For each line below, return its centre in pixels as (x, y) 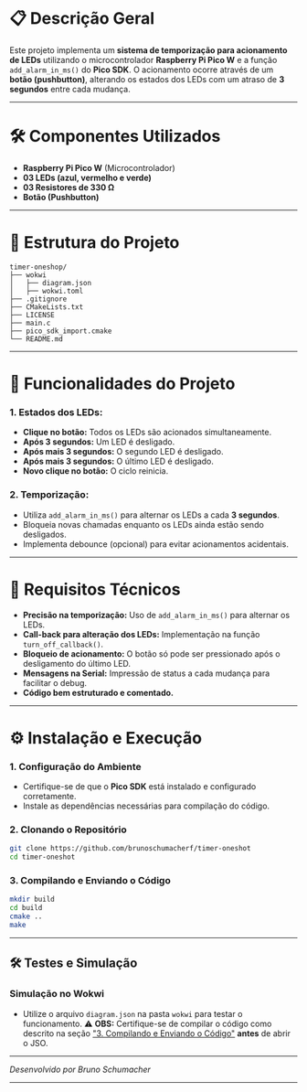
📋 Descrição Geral (82, 19)
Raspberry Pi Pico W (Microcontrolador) (99, 167)
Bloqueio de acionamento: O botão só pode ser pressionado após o (151, 653)
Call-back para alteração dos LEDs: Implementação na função (141, 634)
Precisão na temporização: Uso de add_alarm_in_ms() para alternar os (156, 615)
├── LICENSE (32, 315)
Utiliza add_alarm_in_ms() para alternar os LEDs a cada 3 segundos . (151, 515)
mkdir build (32, 899)
